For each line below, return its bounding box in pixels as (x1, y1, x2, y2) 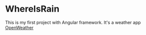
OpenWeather (5, 24, 34, 30)
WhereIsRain (5, 3, 60, 15)
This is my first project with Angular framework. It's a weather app (5, 19, 141, 25)
